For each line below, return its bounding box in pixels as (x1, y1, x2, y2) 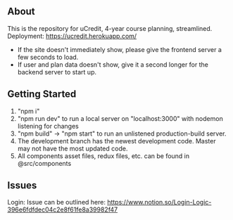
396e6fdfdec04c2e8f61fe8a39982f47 (7, 205, 118, 214)
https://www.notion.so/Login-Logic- (106, 198, 212, 207)
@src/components (17, 159, 72, 167)
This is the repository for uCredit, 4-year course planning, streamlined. (7, 24, 213, 32)
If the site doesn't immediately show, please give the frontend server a (17, 45, 222, 53)
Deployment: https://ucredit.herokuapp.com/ (7, 32, 137, 40)
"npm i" (17, 107, 40, 115)
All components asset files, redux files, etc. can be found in (17, 151, 190, 160)
